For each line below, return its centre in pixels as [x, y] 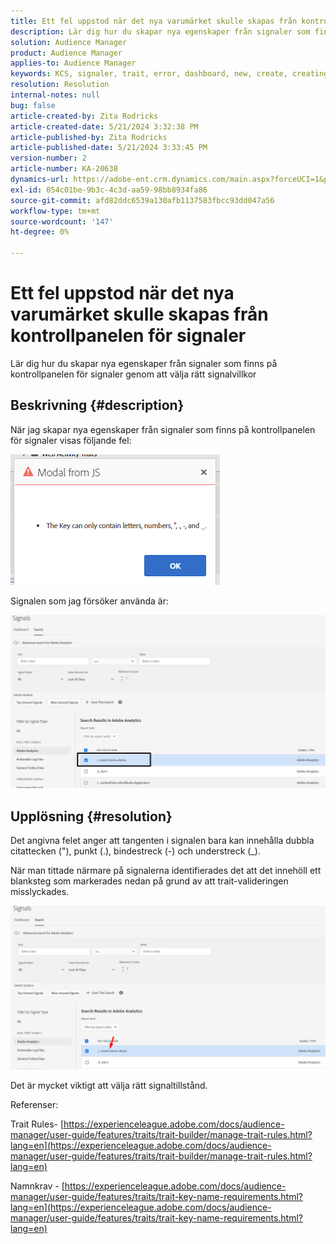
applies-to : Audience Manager [73, 63]
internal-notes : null [55, 95]
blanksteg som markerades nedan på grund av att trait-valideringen [149, 881]
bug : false [33, 105]
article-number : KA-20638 [64, 169]
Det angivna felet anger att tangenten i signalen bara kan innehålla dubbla [162, 841]
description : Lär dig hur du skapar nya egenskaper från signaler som [160, 31]
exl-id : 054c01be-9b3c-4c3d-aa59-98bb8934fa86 [109, 190]
